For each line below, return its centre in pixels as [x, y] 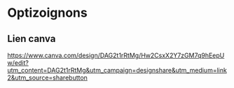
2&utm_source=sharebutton [47, 78]
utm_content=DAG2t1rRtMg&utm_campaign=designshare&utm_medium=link [117, 70]
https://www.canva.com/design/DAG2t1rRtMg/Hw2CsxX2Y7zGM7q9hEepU [116, 55]
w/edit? [18, 63]
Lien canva [32, 39]
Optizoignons [47, 13]
